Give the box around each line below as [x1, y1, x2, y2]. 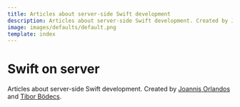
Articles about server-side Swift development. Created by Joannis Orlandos [7, 85, 231, 93]
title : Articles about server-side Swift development [7, 10, 171, 18]
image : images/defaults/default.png [7, 24, 116, 31]
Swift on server [7, 61, 100, 77]
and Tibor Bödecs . [7, 92, 62, 101]
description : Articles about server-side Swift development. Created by [7, 17, 229, 24]
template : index [7, 30, 56, 38]
